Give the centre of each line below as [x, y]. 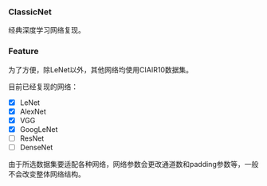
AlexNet [33, 111]
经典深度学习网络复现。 [47, 30]
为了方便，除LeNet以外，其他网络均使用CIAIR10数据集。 [101, 69]
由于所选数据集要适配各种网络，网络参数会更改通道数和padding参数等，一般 [133, 164]
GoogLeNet [39, 129]
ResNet [32, 138]
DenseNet [36, 147]
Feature [24, 52]
